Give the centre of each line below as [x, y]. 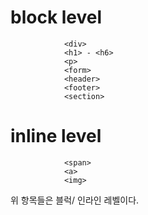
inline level [56, 136]
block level [56, 17]
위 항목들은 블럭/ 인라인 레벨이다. [75, 200]
